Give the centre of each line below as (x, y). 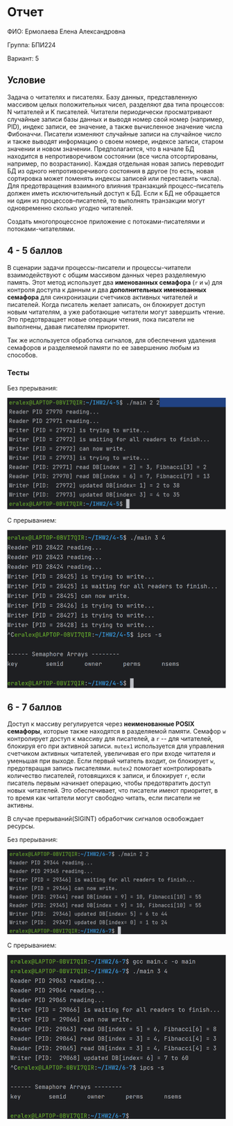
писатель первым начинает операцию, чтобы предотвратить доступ (109, 783)
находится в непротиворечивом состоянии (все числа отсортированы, (113, 156)
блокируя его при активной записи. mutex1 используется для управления (116, 746)
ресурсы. (21, 826)
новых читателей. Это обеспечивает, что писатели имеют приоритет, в (113, 791)
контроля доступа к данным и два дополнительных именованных (107, 290)
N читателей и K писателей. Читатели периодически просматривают (110, 111)
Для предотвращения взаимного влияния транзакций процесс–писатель (115, 186)
